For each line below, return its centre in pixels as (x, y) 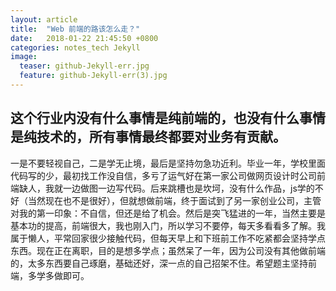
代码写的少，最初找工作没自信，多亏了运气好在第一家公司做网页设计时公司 (163, 175)
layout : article (44, 19)
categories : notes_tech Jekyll (75, 47)
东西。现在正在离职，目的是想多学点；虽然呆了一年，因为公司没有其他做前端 (168, 250)
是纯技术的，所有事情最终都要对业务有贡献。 (148, 137)
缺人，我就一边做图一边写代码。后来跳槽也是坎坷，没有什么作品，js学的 (166, 188)
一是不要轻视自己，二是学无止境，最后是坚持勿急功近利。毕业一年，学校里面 (168, 163)
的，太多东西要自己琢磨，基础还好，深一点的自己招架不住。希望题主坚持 (159, 263)
